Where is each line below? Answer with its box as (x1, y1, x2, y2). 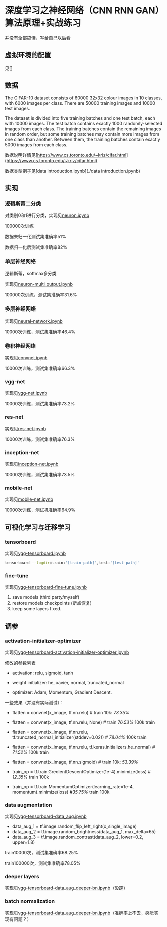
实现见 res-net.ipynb (5, 425, 46, 431)
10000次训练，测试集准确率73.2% (5, 401, 75, 407)
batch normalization (5, 898, 55, 905)
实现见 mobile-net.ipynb (5, 496, 54, 502)
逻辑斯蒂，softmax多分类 (5, 270, 57, 276)
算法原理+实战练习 (5, 17, 81, 29)
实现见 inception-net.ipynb (5, 461, 59, 467)
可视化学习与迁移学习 (5, 523, 71, 531)
